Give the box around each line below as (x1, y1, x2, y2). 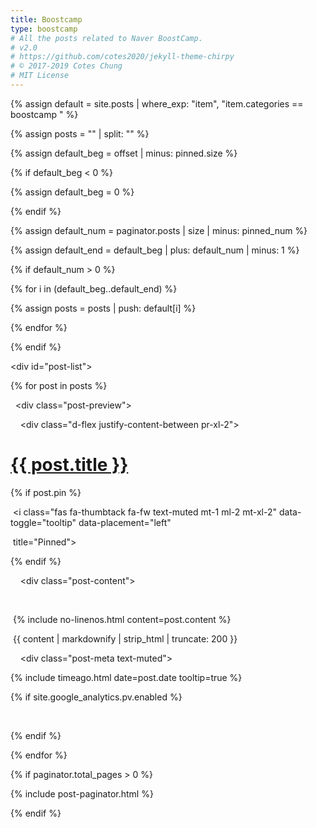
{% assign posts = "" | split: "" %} (10, 127, 150, 140)
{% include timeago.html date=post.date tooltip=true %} (10, 671, 243, 683)
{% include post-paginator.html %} (10, 787, 154, 800)
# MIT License (10, 71, 70, 81)
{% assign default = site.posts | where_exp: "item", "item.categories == (10, 97, 304, 110)
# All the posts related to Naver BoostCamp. (10, 33, 203, 43)
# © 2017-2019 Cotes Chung (10, 61, 123, 71)
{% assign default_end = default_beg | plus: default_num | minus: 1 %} (10, 244, 300, 256)
